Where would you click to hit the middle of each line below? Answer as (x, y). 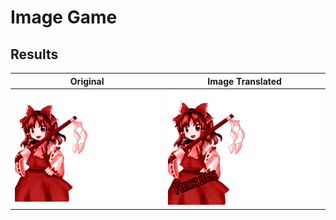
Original (87, 81)
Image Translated (244, 81)
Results (34, 54)
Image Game (64, 17)
